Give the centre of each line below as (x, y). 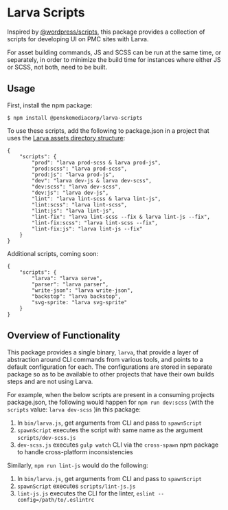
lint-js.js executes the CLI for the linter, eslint (86, 493)
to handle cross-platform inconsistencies (75, 451)
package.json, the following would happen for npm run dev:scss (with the (111, 402)
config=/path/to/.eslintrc (56, 500)
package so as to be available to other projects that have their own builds (111, 374)
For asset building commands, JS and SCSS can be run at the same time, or (114, 52)
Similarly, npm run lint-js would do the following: (78, 465)
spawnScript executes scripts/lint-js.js (76, 486)
